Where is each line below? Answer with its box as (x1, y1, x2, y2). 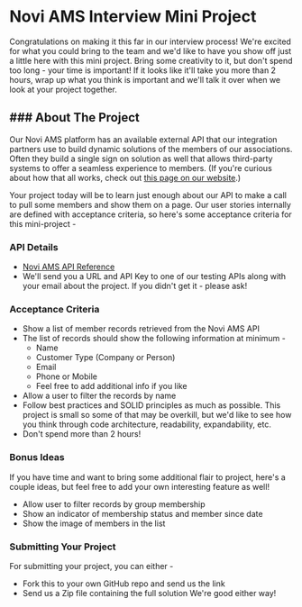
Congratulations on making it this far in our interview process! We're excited (9, 36, 291, 47)
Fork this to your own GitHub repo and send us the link (22, 578, 225, 589)
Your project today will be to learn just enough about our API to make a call (9, 189, 287, 200)
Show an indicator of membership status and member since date (22, 508, 263, 519)
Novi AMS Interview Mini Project (9, 6, 257, 27)
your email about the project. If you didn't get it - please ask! (22, 281, 248, 292)
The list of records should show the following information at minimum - (22, 333, 286, 344)
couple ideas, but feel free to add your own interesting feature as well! (9, 481, 270, 492)
